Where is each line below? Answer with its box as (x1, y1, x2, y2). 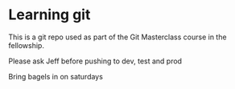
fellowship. (8, 40, 44, 50)
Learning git (8, 6, 91, 24)
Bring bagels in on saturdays (8, 71, 103, 81)
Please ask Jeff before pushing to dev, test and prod (8, 56, 183, 66)
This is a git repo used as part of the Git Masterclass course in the (8, 32, 227, 42)
